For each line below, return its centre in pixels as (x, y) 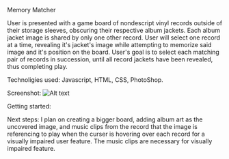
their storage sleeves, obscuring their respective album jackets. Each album (114, 30)
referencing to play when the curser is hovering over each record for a (106, 134)
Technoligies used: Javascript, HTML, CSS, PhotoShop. (85, 80)
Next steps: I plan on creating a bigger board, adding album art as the (105, 119)
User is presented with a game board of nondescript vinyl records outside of (115, 23)
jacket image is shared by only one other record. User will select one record (114, 38)
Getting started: (29, 106)
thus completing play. (37, 67)
